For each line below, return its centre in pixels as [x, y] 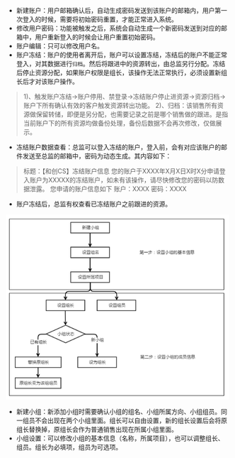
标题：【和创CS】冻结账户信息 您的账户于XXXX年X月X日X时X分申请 [121, 171]
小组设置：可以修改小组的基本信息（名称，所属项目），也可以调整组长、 [120, 438]
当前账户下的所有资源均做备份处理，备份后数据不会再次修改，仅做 [119, 123]
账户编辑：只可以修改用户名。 [59, 46]
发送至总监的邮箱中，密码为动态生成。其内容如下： [97, 156]
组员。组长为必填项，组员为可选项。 [69, 447]
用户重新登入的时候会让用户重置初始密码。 [97, 37]
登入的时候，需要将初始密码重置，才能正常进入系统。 [100, 19]
